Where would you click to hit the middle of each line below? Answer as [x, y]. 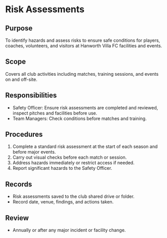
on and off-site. [21, 79]
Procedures [24, 135]
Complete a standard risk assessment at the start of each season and [85, 146]
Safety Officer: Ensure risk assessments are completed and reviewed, [85, 107]
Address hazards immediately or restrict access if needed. [74, 163]
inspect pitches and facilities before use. [55, 113]
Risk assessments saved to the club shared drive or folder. [74, 196]
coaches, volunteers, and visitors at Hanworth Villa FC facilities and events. [84, 46]
